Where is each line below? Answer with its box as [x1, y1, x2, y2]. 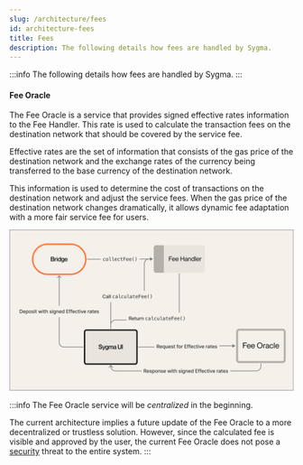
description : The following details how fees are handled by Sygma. [9, 43, 272, 52]
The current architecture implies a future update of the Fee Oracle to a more [9, 416, 292, 428]
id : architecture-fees [9, 23, 95, 33]
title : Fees [9, 33, 54, 42]
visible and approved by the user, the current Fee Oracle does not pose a [9, 436, 281, 447]
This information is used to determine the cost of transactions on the [9, 183, 264, 194]
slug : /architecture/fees [9, 14, 106, 23]
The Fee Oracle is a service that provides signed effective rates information [9, 109, 289, 121]
